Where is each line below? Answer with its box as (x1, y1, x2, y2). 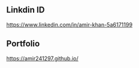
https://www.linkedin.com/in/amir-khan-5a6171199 (6, 21, 133, 28)
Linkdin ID (6, 5, 45, 15)
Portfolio (6, 39, 40, 49)
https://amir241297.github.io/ (6, 55, 79, 62)
